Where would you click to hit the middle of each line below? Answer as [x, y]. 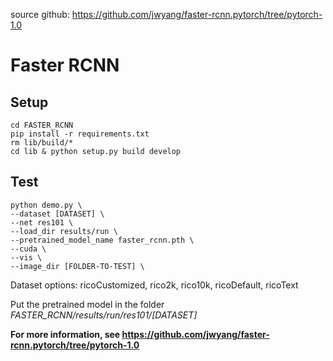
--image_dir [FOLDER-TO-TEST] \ [77, 266]
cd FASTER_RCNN [42, 125]
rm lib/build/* [42, 143]
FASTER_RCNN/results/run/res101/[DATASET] [104, 315]
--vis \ [26, 257]
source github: [40, 14]
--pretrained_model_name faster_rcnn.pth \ [102, 240]
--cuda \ [28, 249]
